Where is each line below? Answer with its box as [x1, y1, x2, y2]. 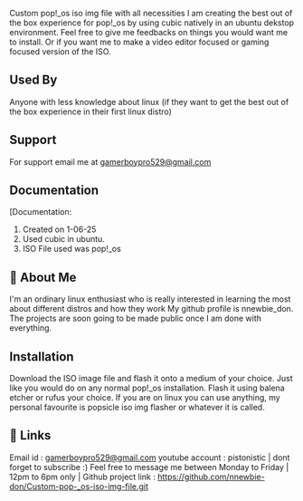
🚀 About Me [9, 269, 77, 284]
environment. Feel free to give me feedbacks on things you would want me [9, 27, 288, 37]
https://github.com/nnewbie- [156, 471, 265, 482]
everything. [9, 323, 52, 333]
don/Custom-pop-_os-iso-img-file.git [9, 480, 149, 492]
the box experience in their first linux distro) [9, 106, 172, 117]
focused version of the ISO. [9, 46, 111, 57]
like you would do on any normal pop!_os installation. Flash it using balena [9, 382, 285, 393]
